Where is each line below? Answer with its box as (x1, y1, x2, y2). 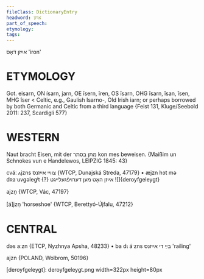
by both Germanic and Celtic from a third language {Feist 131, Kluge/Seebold (6, 103, 199, 110)
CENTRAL (6, 222, 57, 236)
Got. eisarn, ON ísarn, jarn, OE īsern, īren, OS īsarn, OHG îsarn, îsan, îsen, (6, 90, 190, 97)
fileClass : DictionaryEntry (6, 9, 78, 15)
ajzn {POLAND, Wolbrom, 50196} (6, 254, 89, 261)
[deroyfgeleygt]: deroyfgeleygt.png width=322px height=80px (6, 266, 163, 273)
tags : (6, 32, 20, 38)
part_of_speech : (6, 20, 47, 26)
